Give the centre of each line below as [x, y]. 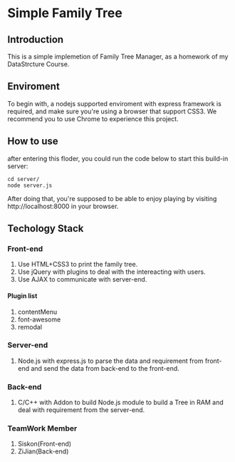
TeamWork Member [42, 428]
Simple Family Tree [65, 13]
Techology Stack [46, 229]
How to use [33, 142]
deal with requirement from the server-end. [81, 410]
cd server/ [23, 179]
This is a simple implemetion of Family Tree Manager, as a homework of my [118, 56]
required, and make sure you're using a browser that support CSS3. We [112, 111]
